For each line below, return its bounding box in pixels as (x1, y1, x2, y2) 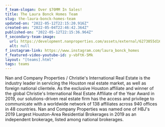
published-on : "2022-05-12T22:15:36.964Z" (5, 30, 93, 35)
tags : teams (5, 62, 29, 66)
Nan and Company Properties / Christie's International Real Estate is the (5, 75, 151, 81)
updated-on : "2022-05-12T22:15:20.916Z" (5, 21, 89, 26)
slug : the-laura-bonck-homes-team (5, 16, 76, 21)
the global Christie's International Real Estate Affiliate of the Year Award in (5, 91, 155, 97)
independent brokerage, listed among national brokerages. (5, 117, 124, 123)
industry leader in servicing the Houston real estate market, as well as (5, 80, 146, 86)
